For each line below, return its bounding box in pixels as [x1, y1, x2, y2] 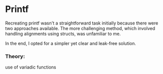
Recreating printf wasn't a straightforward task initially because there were [5, 20, 159, 26]
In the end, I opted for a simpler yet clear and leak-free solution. [5, 40, 136, 46]
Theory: [5, 52, 25, 59]
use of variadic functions [5, 64, 56, 70]
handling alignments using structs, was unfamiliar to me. [5, 30, 121, 36]
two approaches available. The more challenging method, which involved [5, 25, 156, 31]
